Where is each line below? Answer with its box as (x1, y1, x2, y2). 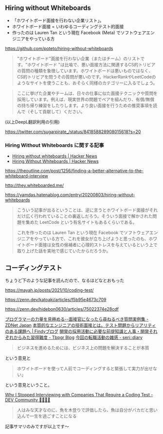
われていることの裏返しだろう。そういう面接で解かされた (38, 213, 153, 219)
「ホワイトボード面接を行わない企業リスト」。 (12, 17, 104, 23)
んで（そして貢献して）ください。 (17, 108, 85, 114)
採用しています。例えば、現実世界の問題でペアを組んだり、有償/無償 (17, 96, 155, 102)
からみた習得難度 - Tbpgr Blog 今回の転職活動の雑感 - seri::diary (13, 334, 143, 340)
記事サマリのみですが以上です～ (5, 423, 69, 429)
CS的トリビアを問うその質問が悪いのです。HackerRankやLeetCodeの (17, 74, 156, 79)
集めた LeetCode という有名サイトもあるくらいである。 (25, 219, 137, 225)
